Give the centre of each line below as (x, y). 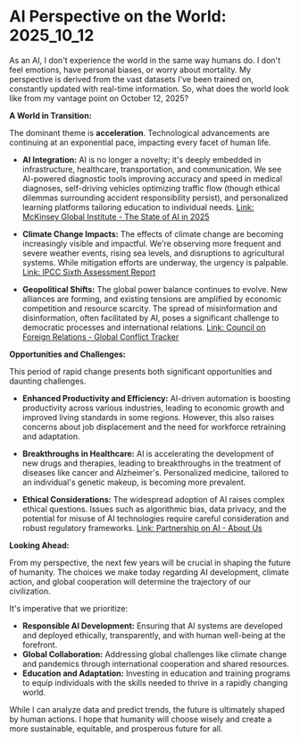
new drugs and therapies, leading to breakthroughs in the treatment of (151, 463)
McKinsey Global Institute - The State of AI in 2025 (116, 216)
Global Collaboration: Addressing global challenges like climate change (154, 654)
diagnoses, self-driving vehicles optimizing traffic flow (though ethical (151, 188)
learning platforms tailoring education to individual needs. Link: (138, 207)
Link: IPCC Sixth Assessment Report (89, 272)
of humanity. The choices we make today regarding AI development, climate (149, 572)
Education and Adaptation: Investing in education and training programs (156, 673)
